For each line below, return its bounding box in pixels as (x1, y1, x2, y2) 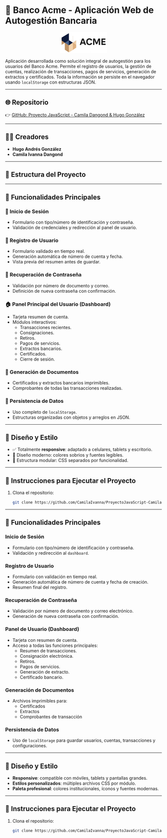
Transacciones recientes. (19, 324, 72, 330)
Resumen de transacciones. (19, 647, 77, 654)
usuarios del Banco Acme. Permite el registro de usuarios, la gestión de (5, 63, 152, 69)
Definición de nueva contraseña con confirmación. (12, 288, 116, 294)
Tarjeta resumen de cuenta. (12, 314, 69, 320)
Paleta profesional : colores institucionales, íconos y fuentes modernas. (12, 786, 159, 791)
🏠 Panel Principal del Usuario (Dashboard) (5, 301, 111, 308)
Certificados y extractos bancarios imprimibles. (12, 380, 110, 386)
